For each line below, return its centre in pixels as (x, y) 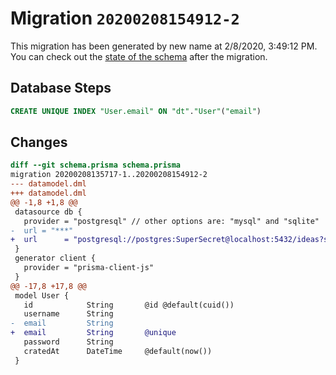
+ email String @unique (93, 333)
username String (68, 314)
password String (68, 342)
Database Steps (61, 88)
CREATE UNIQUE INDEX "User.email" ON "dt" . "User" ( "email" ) (136, 111)
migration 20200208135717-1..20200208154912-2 (109, 175)
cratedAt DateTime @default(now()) (118, 351)
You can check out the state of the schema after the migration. (139, 56)
